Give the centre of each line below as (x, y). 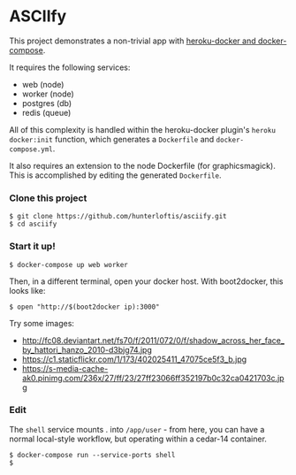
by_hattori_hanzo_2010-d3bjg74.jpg (87, 349)
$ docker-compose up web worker (68, 264)
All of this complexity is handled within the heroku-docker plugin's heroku (143, 129)
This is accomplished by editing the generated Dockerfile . (115, 175)
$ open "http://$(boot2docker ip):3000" (85, 307)
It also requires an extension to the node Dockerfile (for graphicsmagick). (142, 165)
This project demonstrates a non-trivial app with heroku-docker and (133, 41)
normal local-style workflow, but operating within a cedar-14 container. (138, 439)
